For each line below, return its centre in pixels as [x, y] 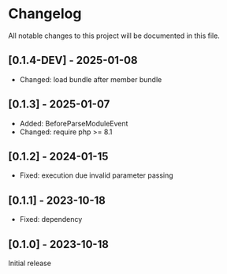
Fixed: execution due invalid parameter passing [96, 175]
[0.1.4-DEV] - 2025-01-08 [73, 60]
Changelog [45, 14]
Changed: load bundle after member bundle [91, 79]
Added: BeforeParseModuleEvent [74, 123]
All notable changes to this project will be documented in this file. [114, 36]
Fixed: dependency [51, 220]
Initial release [30, 263]
